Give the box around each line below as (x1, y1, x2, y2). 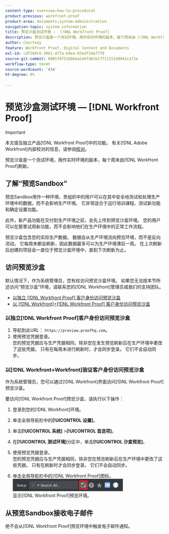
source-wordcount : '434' (5, 67, 57, 72)
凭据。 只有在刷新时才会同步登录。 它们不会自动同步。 (17, 462, 130, 468)
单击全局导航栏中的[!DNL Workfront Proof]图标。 (12, 473, 114, 479)
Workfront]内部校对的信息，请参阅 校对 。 (5, 146, 90, 152)
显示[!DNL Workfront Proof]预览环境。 (12, 493, 92, 499)
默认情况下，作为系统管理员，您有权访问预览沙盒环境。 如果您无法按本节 (5, 277, 156, 283)
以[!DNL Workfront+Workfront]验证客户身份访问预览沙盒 (5, 366, 144, 373)
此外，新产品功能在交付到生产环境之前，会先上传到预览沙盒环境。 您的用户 (5, 217, 161, 223)
